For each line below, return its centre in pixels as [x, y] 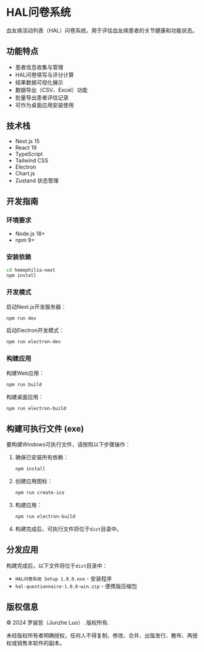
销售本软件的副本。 [41, 643]
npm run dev [21, 318]
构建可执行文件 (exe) [45, 429]
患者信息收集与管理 [39, 67]
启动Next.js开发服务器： [36, 306]
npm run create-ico [40, 493]
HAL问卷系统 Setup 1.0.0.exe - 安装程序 [63, 578]
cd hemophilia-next [31, 270]
